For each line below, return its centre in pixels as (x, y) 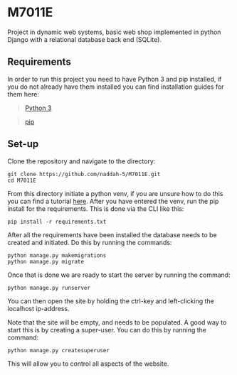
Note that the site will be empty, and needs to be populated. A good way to (117, 322)
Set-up (23, 144)
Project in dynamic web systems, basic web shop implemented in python (114, 32)
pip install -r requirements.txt (57, 222)
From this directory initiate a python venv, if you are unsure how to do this (115, 193)
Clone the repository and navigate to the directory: (81, 161)
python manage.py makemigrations (57, 255)
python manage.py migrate (46, 261)
